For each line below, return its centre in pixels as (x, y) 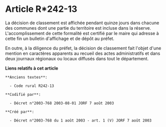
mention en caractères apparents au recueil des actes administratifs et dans (83, 53)
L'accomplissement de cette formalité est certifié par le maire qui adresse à (82, 33)
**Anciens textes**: (27, 77)
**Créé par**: (20, 112)
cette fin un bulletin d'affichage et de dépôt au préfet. (60, 39)
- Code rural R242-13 (32, 86)
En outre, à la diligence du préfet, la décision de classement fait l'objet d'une (83, 48)
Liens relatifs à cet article (32, 68)
